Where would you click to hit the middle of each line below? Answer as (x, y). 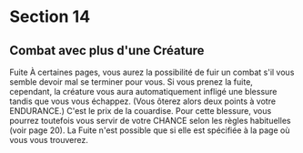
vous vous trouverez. (49, 140)
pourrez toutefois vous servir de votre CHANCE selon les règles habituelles (150, 121)
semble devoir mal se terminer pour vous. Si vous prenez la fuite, (131, 82)
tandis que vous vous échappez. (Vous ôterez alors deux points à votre (142, 101)
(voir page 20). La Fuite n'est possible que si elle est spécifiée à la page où (150, 130)
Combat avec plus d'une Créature (107, 51)
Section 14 (50, 17)
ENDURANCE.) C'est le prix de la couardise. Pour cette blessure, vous (141, 111)
